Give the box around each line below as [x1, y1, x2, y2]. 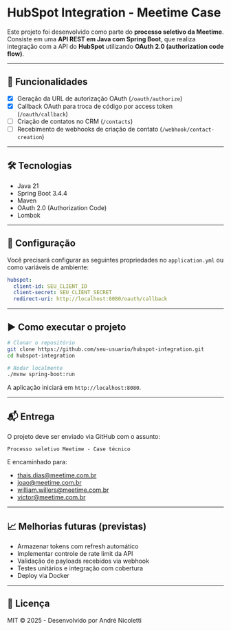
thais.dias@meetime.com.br [16, 471, 97, 479]
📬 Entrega [7, 411, 55, 422]
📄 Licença [7, 598, 50, 610]
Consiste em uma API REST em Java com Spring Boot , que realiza [7, 34, 196, 43]
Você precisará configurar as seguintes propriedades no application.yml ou [7, 256, 224, 264]
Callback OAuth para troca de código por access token [16, 102, 173, 110]
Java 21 [16, 181, 39, 190]
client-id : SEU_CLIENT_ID [13, 282, 88, 290]
